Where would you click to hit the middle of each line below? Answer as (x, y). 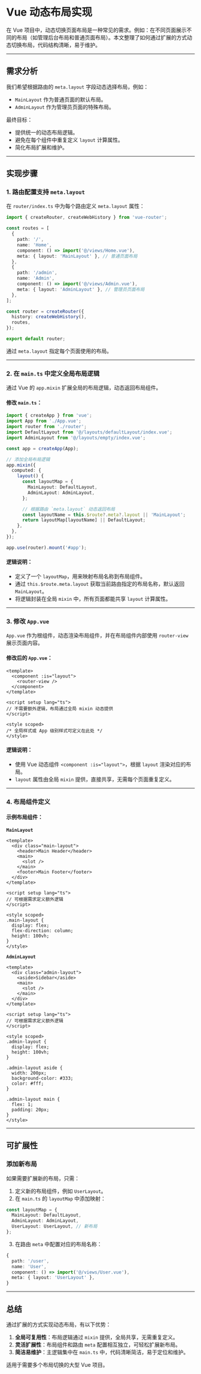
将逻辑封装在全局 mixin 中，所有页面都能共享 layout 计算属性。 (93, 599)
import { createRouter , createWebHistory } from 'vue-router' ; (87, 218)
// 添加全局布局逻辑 (28, 459)
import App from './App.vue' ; (44, 421)
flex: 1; (22, 1104)
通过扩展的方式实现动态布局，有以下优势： (59, 1324)
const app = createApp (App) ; (42, 448)
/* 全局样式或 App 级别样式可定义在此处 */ (54, 731)
